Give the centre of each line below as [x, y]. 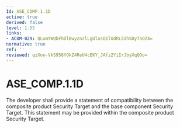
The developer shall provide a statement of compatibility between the [90, 100]
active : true [22, 17]
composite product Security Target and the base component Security [90, 106]
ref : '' [15, 50]
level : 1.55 [20, 28]
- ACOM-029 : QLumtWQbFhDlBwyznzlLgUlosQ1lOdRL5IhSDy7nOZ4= [79, 39]
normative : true [26, 44]
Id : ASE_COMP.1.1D [28, 11]
